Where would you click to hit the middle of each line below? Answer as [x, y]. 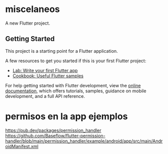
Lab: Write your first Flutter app [45, 70]
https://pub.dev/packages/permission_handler [53, 130]
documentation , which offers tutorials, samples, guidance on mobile [76, 91]
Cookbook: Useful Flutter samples [48, 76]
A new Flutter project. [28, 23]
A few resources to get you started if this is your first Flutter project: [76, 61]
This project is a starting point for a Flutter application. [62, 51]
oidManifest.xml [22, 146]
